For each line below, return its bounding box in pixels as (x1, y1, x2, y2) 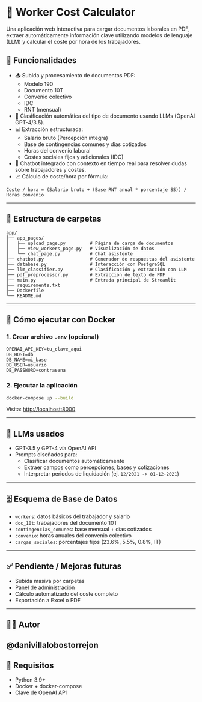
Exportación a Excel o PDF (14, 596, 81, 604)
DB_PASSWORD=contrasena (6, 368, 66, 374)
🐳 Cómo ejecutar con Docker (6, 315, 116, 325)
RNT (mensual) (23, 106, 61, 113)
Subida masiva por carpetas (14, 577, 85, 584)
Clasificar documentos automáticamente (23, 458, 125, 465)
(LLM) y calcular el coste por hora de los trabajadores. (6, 38, 141, 45)
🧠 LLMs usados (6, 429, 64, 439)
